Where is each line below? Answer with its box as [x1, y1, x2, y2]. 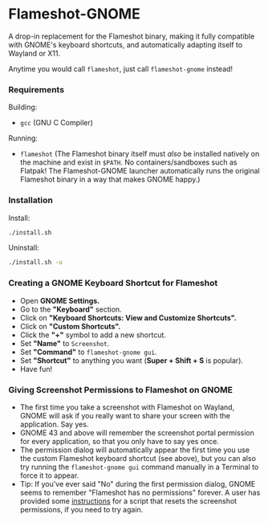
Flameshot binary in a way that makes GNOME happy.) [19, 174, 201, 185]
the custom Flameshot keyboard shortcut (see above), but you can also [19, 453, 257, 463]
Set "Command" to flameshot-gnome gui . [19, 347, 157, 357]
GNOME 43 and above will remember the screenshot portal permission [19, 427, 254, 438]
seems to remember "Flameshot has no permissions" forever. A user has [19, 487, 261, 497]
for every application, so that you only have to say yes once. [19, 436, 219, 446]
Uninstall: [8, 243, 40, 253]
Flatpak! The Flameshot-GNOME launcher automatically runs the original [19, 166, 260, 176]
